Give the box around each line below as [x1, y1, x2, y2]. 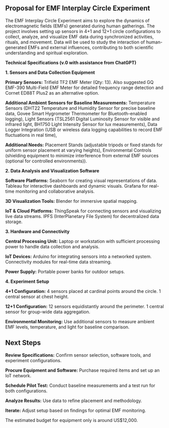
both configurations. [5, 388, 48, 394]
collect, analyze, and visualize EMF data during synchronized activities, [5, 33, 154, 39]
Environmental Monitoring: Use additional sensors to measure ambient [5, 318, 154, 324]
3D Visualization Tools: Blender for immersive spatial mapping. [5, 198, 138, 204]
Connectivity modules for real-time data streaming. [5, 259, 112, 265]
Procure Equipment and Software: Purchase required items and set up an [5, 367, 160, 373]
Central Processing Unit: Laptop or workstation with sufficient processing [5, 238, 160, 244]
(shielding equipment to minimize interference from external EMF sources [5, 152, 159, 158]
